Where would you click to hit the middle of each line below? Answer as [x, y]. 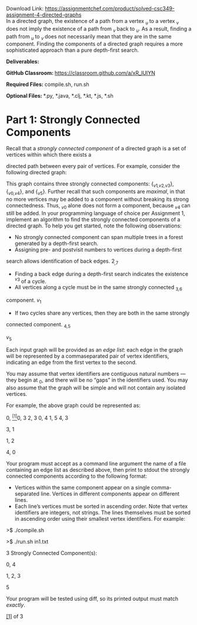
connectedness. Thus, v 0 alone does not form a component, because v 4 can [98, 206]
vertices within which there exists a [49, 155]
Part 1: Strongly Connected [73, 120]
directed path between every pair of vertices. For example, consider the [93, 166]
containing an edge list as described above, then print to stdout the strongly [98, 469]
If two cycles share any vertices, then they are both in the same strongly [102, 313]
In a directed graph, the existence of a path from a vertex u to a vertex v [93, 22]
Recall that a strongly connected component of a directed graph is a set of [96, 148]
